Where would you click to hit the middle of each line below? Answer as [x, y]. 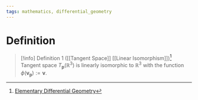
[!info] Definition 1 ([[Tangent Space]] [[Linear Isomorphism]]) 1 [96, 58]
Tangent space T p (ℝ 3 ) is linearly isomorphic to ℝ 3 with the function [102, 65]
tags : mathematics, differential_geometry [59, 11]
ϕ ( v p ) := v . [34, 73]
